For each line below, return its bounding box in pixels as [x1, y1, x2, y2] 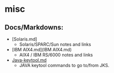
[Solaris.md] [11, 36, 37, 42]
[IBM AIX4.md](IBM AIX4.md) [11, 47, 72, 52]
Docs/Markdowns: [4, 23, 64, 32]
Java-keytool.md [11, 57, 47, 63]
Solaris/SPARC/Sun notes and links [19, 41, 92, 47]
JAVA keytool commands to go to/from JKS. [19, 63, 110, 68]
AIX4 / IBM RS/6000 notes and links [19, 52, 93, 58]
